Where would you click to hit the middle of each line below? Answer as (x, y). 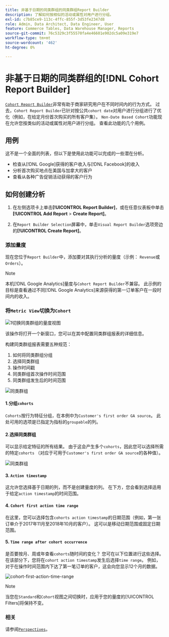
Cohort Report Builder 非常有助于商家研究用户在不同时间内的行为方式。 (80, 104)
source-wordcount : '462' (31, 43)
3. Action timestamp (26, 475)
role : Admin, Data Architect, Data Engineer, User (60, 24)
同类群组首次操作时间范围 (39, 374)
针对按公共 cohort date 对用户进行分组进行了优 (114, 110)
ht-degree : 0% (20, 47)
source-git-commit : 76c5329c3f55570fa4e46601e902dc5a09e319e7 (72, 33)
